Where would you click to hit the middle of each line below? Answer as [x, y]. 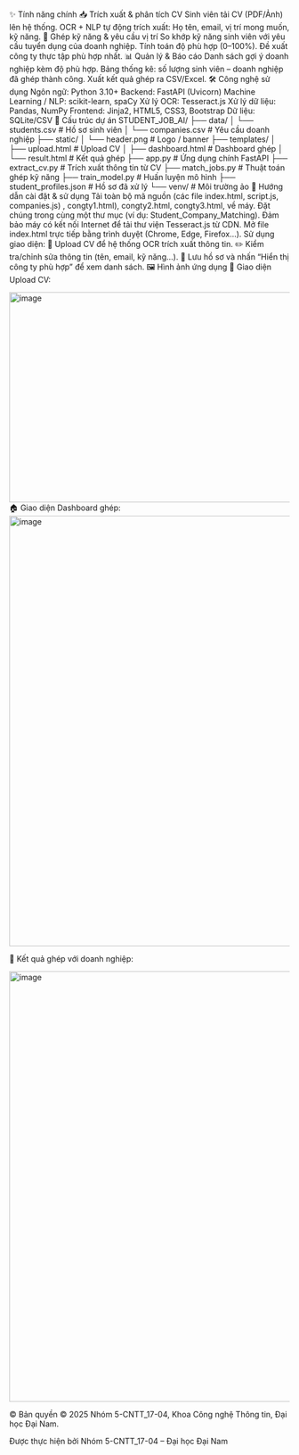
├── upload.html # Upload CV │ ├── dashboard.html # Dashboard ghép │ [146, 149]
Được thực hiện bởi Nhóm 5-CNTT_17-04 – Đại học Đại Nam [119, 1441]
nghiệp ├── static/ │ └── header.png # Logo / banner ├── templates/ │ [142, 139]
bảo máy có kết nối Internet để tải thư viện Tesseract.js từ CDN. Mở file [139, 224]
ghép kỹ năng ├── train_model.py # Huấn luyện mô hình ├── [122, 177]
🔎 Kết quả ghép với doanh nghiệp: [71, 959]
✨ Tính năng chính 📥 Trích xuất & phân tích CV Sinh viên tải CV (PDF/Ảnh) [146, 14]
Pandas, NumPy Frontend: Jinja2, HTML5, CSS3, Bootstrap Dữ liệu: [132, 111]
